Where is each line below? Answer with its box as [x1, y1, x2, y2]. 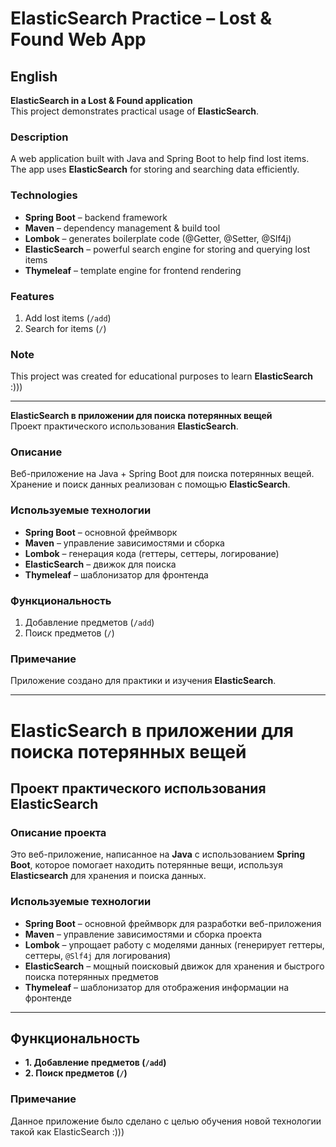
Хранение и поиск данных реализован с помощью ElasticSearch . [10, 478, 291, 491]
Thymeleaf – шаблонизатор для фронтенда [24, 568, 209, 581]
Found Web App [10, 28, 147, 51]
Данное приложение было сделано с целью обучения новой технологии [10, 1115, 322, 1127]
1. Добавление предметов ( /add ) [24, 1057, 167, 1069]
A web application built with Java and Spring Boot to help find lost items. [10, 153, 310, 165]
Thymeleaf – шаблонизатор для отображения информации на [24, 981, 290, 993]
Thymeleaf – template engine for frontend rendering [24, 264, 242, 276]
